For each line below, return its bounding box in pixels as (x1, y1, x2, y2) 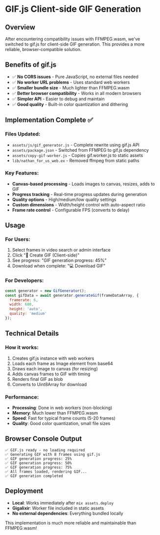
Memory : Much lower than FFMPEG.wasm (12, 410, 98, 416)
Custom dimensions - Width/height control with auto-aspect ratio (12, 201, 146, 207)
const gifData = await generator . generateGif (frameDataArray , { (5, 293, 139, 298)
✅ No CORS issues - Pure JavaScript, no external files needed (12, 74, 138, 80)
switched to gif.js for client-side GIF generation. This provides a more (5, 41, 145, 47)
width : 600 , (9, 302, 34, 307)
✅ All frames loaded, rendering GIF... (5, 469, 87, 474)
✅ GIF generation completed (5, 473, 64, 479)
